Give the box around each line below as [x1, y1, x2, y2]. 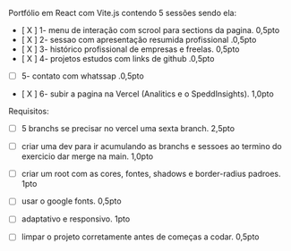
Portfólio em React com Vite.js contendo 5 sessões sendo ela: [8, 8, 237, 18]
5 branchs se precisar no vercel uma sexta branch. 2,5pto [21, 123, 235, 134]
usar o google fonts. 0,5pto [21, 196, 122, 206]
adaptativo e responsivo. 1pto [21, 213, 131, 224]
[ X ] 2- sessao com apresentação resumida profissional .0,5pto [21, 35, 257, 45]
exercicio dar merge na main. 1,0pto [21, 151, 154, 162]
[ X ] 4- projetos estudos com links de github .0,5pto [21, 54, 215, 63]
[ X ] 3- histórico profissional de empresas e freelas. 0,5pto [21, 44, 240, 54]
